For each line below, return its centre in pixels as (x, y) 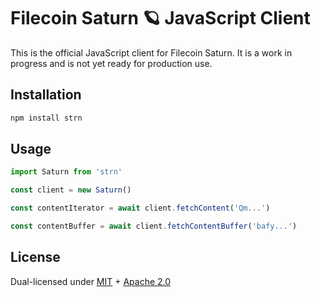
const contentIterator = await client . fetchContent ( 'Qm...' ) (140, 208)
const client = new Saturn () (71, 190)
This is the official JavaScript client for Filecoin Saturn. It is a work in (151, 52)
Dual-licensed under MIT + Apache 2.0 (91, 281)
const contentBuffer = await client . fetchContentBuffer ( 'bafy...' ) (154, 226)
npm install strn (46, 118)
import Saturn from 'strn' (66, 172)
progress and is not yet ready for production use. (111, 63)
